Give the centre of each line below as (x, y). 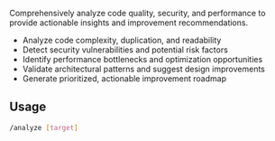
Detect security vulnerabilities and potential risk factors (125, 50)
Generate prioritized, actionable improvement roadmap (124, 79)
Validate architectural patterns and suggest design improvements (144, 69)
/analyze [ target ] (44, 127)
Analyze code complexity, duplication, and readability (122, 40)
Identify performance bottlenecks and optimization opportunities (142, 59)
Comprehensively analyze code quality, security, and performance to (137, 13)
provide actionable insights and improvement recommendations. (129, 23)
